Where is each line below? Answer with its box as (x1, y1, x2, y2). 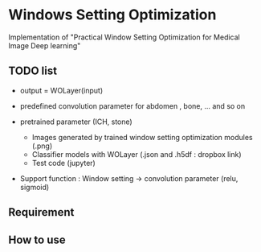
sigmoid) (19, 182, 50, 192)
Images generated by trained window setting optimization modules (31, 132, 253, 142)
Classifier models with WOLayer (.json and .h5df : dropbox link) (31, 149, 243, 159)
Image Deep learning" (8, 40, 81, 50)
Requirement (8, 205, 75, 219)
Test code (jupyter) (31, 158, 96, 167)
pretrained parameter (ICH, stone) (19, 117, 133, 126)
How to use (8, 233, 66, 246)
